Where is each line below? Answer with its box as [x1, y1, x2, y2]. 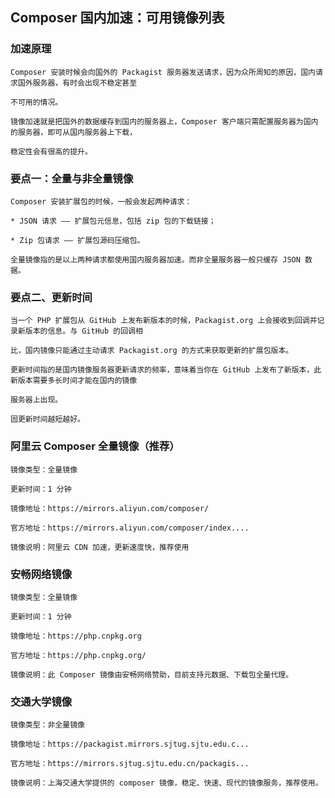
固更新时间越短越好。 [10, 414, 85, 425]
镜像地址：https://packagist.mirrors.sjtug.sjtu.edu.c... [10, 739, 250, 750]
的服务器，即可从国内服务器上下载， [10, 127, 138, 137]
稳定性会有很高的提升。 [10, 146, 93, 157]
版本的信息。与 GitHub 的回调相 [24, 326, 143, 337]
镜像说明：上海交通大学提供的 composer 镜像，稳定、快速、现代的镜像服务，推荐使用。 [10, 778, 323, 788]
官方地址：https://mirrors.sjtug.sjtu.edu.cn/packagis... [10, 759, 250, 769]
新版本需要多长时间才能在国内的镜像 [10, 376, 138, 386]
